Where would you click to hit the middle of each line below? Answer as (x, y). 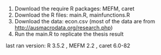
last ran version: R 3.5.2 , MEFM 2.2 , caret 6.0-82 (68, 45)
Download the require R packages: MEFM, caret (74, 9)
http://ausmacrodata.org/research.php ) (63, 27)
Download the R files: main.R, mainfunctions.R (72, 15)
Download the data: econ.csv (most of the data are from (85, 21)
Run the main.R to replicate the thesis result (69, 34)
